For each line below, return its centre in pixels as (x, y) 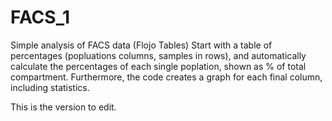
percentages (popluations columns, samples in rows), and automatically (158, 55)
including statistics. (50, 87)
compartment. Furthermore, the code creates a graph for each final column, (166, 77)
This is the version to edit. (63, 107)
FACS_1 (40, 17)
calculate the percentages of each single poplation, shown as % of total (158, 66)
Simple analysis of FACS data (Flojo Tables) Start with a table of (141, 45)
